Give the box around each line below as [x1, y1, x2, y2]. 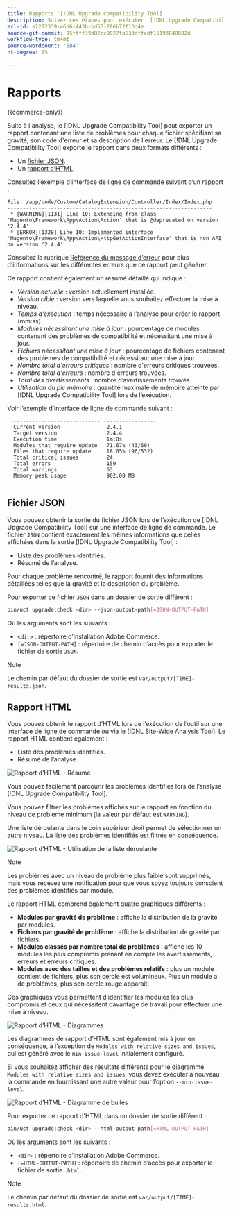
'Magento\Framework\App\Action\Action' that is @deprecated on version [7, 217, 218, 224]
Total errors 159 [13, 460, 116, 467]
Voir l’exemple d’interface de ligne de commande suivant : [7, 404, 173, 412]
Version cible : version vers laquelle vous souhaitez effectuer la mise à [17, 294, 218, 303]
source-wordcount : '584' [7, 42, 79, 49]
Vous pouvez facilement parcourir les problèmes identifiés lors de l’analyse [7, 782, 222, 791]
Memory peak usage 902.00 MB [13, 472, 135, 479]
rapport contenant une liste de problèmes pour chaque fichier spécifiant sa [7, 128, 222, 137]
